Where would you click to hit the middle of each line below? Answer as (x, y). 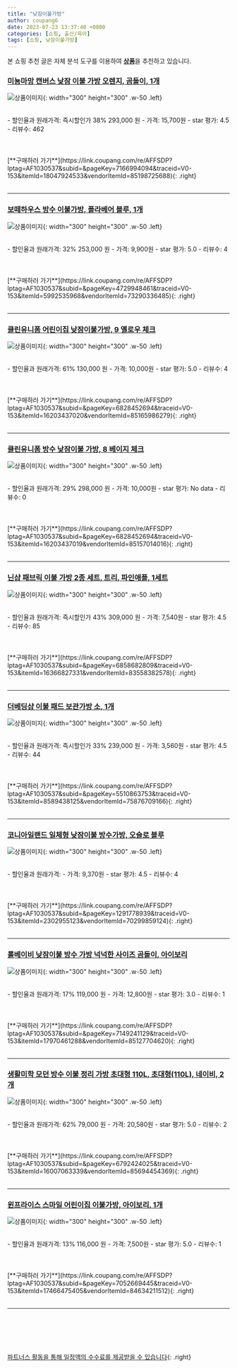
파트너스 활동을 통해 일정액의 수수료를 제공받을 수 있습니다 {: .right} (99, 1357)
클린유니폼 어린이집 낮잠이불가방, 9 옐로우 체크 (81, 329)
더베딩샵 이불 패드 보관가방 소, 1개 (61, 706)
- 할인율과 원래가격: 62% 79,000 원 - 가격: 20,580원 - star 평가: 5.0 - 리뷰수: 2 (117, 1124)
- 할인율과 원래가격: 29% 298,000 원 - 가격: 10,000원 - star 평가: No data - (113, 489)
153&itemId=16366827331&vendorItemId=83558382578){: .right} (102, 672)
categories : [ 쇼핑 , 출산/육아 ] (49, 34)
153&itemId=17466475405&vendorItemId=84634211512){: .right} (101, 1291)
